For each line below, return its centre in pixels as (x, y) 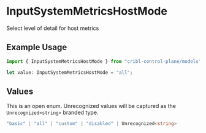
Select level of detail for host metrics (53, 28)
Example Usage (37, 47)
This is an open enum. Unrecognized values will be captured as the (91, 106)
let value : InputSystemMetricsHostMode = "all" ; (70, 72)
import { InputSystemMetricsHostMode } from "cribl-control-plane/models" (104, 61)
